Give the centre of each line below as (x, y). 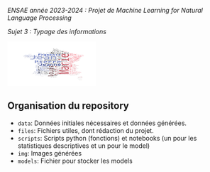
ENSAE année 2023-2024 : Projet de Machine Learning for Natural (105, 10)
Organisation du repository (68, 106)
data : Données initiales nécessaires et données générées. (102, 123)
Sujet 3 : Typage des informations (57, 32)
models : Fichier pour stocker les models (75, 161)
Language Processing (40, 18)
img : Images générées (50, 153)
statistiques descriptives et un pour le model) (84, 146)
